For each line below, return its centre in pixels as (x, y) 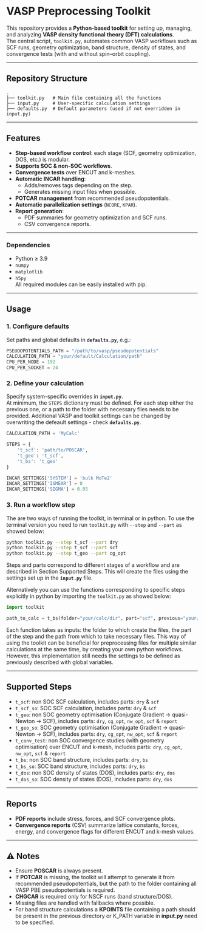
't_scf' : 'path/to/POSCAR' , (53, 450)
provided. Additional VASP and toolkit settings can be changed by (89, 416)
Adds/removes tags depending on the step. (78, 185)
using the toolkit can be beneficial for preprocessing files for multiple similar (101, 643)
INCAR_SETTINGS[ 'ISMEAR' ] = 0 (45, 484)
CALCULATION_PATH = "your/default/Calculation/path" (74, 357)
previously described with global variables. (60, 662)
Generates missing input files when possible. (80, 191)
